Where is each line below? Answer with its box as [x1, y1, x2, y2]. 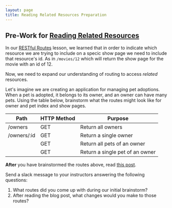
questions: [5, 177, 28, 183]
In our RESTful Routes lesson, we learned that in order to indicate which [5, 45, 158, 51]
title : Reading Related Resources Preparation [5, 12, 107, 17]
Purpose [107, 115, 129, 122]
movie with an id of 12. [5, 61, 53, 67]
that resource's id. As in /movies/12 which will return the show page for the [5, 56, 164, 62]
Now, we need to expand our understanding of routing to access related [5, 71, 158, 77]
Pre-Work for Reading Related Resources [5, 31, 140, 40]
